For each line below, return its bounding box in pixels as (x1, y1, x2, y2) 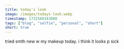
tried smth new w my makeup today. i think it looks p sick (5, 38, 119, 44)
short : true (5, 25, 29, 30)
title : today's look (5, 7, 47, 12)
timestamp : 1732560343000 (5, 16, 57, 21)
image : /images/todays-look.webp (5, 12, 73, 16)
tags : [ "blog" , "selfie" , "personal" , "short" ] (5, 20, 103, 26)
